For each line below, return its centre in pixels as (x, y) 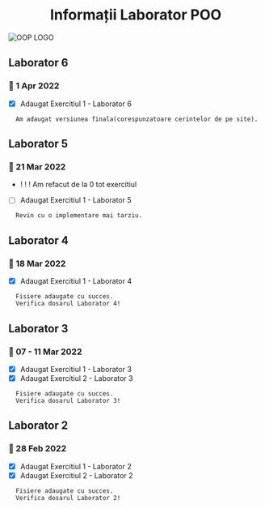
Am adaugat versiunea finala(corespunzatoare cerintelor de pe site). (137, 119)
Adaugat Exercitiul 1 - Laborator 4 (76, 281)
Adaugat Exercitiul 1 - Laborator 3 (76, 369)
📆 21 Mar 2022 (37, 167)
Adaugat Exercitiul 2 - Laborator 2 (76, 475)
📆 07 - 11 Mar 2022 (45, 352)
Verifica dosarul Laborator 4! (68, 304)
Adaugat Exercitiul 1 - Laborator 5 (76, 200)
